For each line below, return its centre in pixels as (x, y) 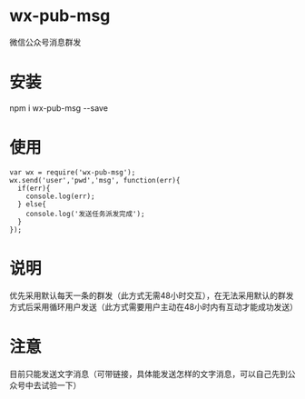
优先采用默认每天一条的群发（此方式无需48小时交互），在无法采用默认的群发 (152, 295)
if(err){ (34, 188)
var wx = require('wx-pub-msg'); (73, 172)
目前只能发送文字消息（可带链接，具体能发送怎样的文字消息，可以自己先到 (148, 374)
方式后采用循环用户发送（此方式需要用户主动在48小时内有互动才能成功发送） (153, 306)
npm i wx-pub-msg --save (59, 108)
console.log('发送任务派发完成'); (85, 214)
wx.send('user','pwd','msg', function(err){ (95, 180)
